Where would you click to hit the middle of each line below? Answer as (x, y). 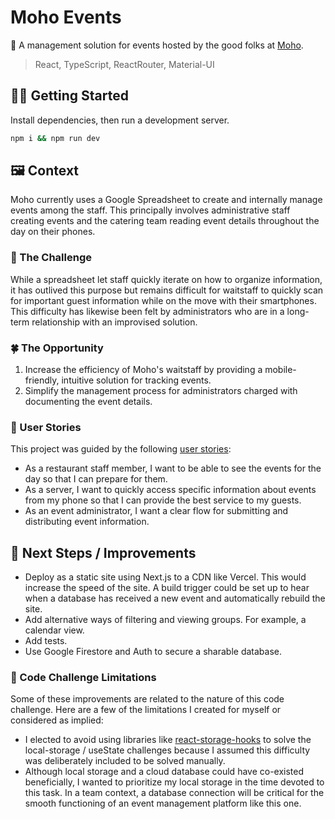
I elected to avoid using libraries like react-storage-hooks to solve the (168, 740)
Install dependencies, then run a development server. (120, 120)
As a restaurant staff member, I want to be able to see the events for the (173, 468)
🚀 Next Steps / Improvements (103, 552)
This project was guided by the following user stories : (121, 449)
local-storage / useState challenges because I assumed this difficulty (167, 750)
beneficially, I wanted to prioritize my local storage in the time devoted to (174, 782)
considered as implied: (57, 720)
